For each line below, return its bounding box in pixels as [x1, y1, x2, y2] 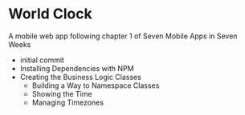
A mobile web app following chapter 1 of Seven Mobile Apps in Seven [8, 31, 238, 41]
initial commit [19, 55, 64, 65]
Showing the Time [31, 89, 92, 98]
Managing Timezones [31, 97, 104, 107]
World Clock [8, 5, 92, 23]
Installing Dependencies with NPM [19, 63, 134, 73]
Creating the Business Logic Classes [19, 72, 142, 81]
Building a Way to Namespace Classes [31, 81, 160, 90]
